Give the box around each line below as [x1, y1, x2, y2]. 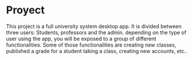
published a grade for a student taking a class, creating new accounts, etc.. [6, 47, 188, 54]
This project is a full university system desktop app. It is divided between [6, 23, 182, 30]
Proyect [6, 3, 45, 17]
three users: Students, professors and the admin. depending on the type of [6, 29, 187, 36]
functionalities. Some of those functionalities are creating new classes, [6, 41, 177, 48]
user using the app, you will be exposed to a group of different [6, 35, 157, 42]
